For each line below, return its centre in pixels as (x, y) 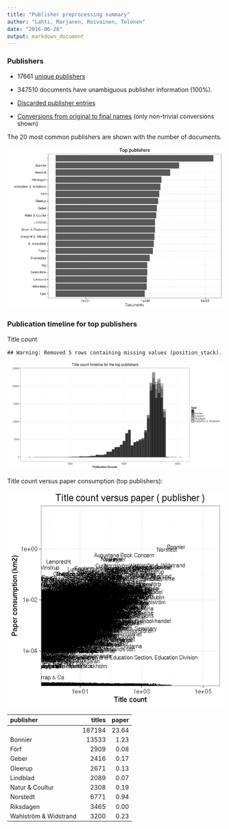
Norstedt (23, 797)
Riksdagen (25, 806)
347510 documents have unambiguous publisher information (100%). (114, 89)
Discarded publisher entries (56, 102)
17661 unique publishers (51, 76)
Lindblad (22, 777)
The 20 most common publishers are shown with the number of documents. (114, 137)
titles (98, 720)
